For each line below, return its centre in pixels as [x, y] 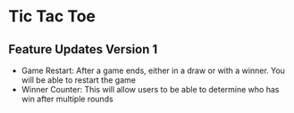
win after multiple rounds [67, 99]
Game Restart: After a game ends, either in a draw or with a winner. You [153, 70]
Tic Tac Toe [52, 16]
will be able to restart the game [78, 80]
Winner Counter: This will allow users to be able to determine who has [150, 89]
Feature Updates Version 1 [83, 49]
